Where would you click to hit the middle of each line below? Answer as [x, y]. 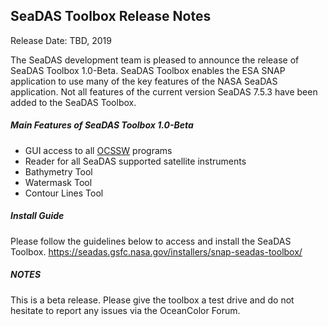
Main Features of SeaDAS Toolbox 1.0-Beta [102, 125]
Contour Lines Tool [64, 193]
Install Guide [37, 216]
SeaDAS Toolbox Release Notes [111, 16]
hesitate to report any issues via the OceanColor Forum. [125, 310]
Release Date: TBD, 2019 [61, 40]
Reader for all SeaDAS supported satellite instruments [135, 161]
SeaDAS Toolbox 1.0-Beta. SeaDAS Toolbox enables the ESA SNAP [148, 70]
